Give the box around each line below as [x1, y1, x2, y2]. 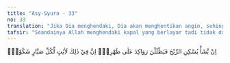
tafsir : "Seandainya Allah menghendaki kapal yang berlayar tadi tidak [7, 28, 216, 36]
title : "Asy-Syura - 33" [7, 9, 78, 17]
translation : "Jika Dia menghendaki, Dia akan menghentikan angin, [7, 22, 204, 29]
